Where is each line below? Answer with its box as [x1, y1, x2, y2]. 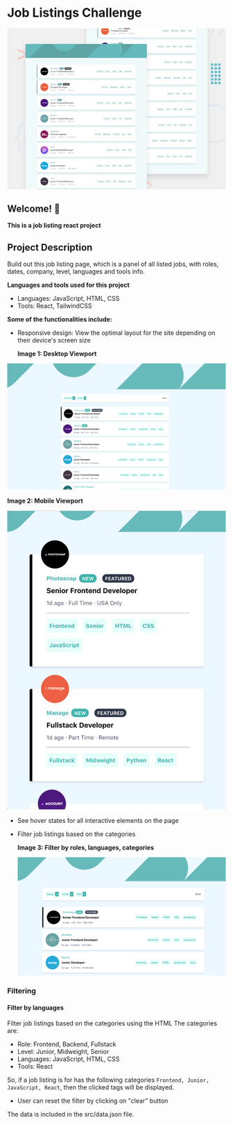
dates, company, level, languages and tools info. [7, 267, 146, 276]
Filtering [7, 986, 36, 996]
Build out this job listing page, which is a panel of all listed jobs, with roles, [7, 260, 219, 269]
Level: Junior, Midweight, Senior [17, 1047, 110, 1055]
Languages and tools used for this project [7, 281, 130, 290]
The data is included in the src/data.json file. [7, 1110, 135, 1118]
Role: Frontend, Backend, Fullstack [17, 1039, 116, 1048]
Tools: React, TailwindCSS [17, 301, 92, 310]
